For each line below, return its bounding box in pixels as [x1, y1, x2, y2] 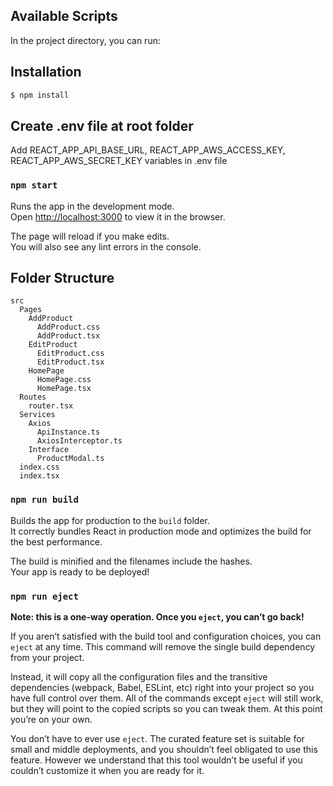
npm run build [10, 494, 79, 506]
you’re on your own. [10, 714, 93, 726]
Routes [19, 392, 47, 403]
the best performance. [10, 535, 103, 548]
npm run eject [10, 590, 79, 602]
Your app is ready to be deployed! [10, 565, 150, 578]
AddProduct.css [36, 322, 101, 333]
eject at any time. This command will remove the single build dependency [10, 641, 316, 653]
